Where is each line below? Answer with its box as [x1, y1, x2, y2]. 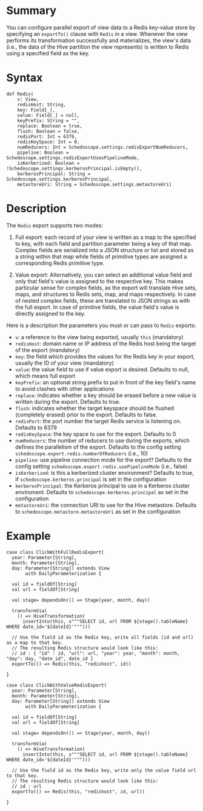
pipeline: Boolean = [17, 150, 69, 156]
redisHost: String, [17, 102, 67, 108]
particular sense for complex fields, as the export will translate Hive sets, [15, 284, 197, 291]
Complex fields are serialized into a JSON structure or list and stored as [15, 246, 194, 254]
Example [6, 530, 51, 543]
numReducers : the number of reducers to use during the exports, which [15, 437, 190, 444]
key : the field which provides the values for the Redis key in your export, [15, 353, 195, 360]
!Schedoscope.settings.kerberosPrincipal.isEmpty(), [6, 165, 142, 171]
